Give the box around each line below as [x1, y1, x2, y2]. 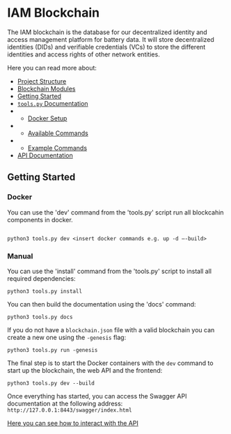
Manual [7, 251, 33, 261]
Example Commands [27, 144, 88, 152]
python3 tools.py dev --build [7, 380, 95, 387]
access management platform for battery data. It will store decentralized [7, 35, 214, 43]
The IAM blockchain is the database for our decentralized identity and [7, 28, 207, 36]
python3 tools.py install [7, 288, 82, 295]
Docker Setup [27, 114, 67, 123]
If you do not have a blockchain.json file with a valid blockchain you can [7, 325, 215, 334]
